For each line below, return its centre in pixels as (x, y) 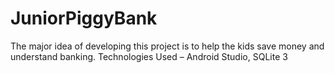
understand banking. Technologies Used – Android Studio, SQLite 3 (149, 56)
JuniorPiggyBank (84, 18)
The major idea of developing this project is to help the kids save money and (167, 46)
